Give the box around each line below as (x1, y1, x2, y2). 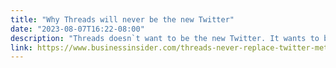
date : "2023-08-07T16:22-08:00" (10, 24, 145, 34)
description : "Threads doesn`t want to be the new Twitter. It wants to (10, 33, 320, 43)
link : (10, 42, 33, 53)
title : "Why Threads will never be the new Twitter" (10, 14, 235, 25)
